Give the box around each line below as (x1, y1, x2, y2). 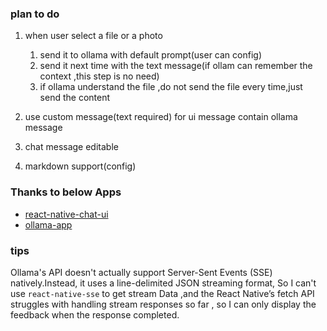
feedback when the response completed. (10, 308, 180, 321)
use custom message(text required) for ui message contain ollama (24, 111, 298, 123)
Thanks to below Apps (10, 185, 122, 199)
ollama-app (24, 218, 73, 231)
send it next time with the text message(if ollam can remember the (39, 60, 313, 72)
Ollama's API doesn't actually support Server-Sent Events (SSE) (10, 266, 273, 278)
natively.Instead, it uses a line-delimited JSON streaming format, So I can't (10, 277, 317, 289)
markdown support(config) (24, 160, 137, 172)
